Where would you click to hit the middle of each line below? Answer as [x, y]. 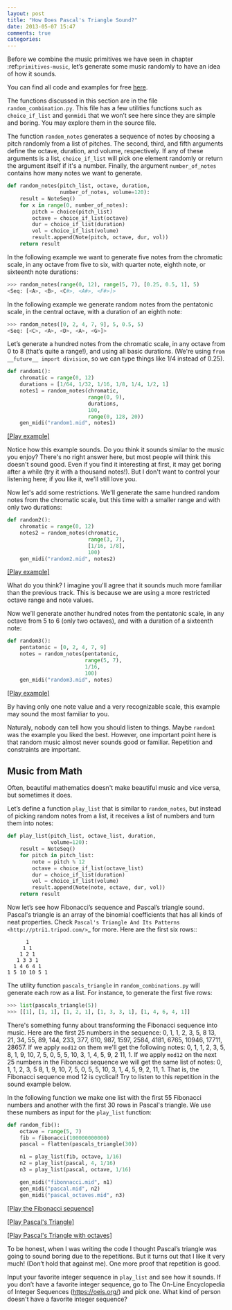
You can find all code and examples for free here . [78, 87]
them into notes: [30, 823]
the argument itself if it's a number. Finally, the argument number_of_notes [112, 166]
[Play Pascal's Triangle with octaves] [60, 1235]
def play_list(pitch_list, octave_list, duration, [82, 836]
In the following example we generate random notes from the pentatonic [110, 304]
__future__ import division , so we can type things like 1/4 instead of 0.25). [116, 359]
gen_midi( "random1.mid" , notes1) [68, 423]
